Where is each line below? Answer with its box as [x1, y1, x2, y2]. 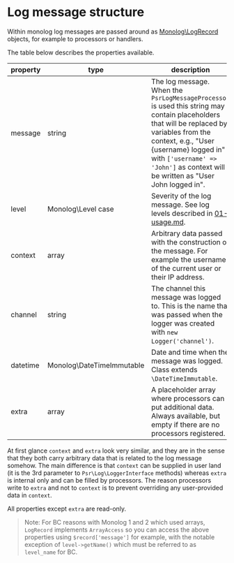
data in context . [7, 490, 52, 499]
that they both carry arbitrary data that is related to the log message [7, 453, 202, 462]
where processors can [150, 393, 225, 403]
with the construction [150, 237, 221, 247]
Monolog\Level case [47, 204, 114, 214]
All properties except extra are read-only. [7, 504, 127, 513]
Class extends [150, 365, 198, 374]
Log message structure [7, 4, 145, 20]
